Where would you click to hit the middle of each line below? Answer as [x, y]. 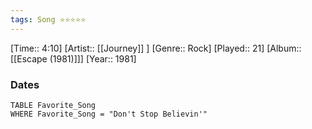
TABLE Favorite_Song [53, 105]
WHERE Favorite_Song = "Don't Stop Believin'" [109, 114]
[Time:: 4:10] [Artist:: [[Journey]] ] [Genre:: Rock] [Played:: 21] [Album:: [156, 48]
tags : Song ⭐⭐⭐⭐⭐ [48, 19]
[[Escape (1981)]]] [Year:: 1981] [73, 58]
